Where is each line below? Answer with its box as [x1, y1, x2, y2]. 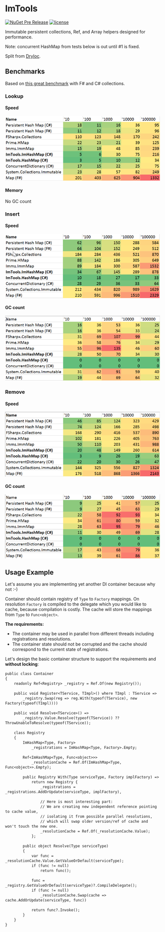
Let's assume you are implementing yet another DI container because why [5, 581, 156, 587]
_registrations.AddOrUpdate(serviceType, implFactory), [5, 790, 122, 795]
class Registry [14, 731, 45, 736]
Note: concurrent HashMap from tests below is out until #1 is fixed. [5, 43, 140, 49]
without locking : [5, 661, 39, 667]
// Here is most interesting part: [40, 800, 113, 804]
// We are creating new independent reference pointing [40, 804, 157, 809]
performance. [5, 34, 33, 40]
